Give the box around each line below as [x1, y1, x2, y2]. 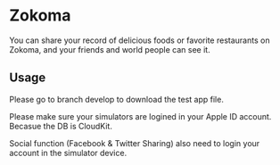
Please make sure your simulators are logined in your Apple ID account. [9, 111, 272, 121]
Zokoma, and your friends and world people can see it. [9, 44, 211, 54]
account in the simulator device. [9, 147, 128, 158]
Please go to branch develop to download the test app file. [9, 94, 225, 104]
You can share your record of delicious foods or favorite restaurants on [9, 35, 270, 45]
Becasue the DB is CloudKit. [9, 120, 113, 131]
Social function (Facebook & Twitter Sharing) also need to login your [9, 137, 260, 148]
